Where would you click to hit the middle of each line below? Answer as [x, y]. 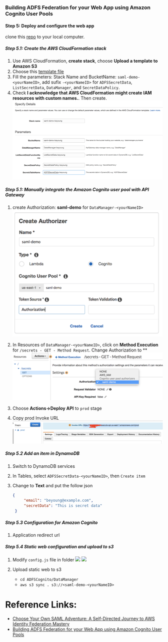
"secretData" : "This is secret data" [63, 506]
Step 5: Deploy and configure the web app [50, 26]
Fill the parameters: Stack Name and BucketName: [64, 77]
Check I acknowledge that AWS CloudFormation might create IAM [82, 93]
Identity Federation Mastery [41, 624]
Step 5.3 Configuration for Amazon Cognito [51, 522]
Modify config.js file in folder [43, 560]
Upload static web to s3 [37, 569]
